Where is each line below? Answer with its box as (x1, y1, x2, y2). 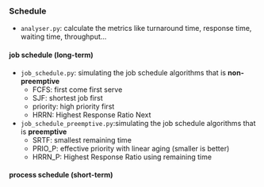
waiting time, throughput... (20, 32, 107, 41)
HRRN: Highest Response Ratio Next (32, 109, 151, 120)
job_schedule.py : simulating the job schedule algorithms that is (20, 67, 227, 77)
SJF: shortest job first (32, 93, 103, 102)
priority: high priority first (32, 101, 115, 111)
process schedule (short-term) (9, 170, 113, 180)
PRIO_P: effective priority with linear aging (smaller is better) (32, 143, 230, 153)
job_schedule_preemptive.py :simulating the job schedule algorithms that (20, 118, 256, 128)
